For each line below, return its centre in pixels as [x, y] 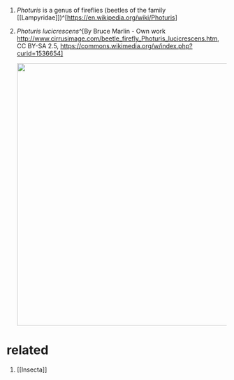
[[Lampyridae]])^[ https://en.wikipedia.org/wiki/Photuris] [97, 17]
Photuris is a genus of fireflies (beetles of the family [91, 10]
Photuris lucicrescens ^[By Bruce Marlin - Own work [91, 31]
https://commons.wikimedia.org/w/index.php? [126, 46]
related [28, 350]
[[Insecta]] [32, 370]
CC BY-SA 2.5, [38, 46]
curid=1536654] [40, 53]
